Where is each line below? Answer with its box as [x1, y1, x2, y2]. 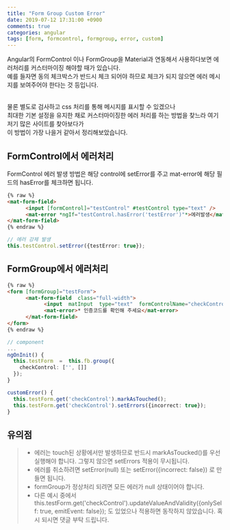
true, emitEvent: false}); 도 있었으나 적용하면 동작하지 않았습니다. [40, 507, 216, 516]
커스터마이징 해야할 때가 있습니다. [30, 64, 121, 72]
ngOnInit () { [7, 351, 44, 358]
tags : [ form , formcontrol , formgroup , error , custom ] [7, 36, 164, 42]
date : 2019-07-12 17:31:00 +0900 [7, 16, 103, 23]
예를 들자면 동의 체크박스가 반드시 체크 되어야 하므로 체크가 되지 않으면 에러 [7, 73, 208, 81]
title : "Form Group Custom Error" [7, 10, 106, 17]
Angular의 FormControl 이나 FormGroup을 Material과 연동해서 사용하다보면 [7, 55, 212, 64]
